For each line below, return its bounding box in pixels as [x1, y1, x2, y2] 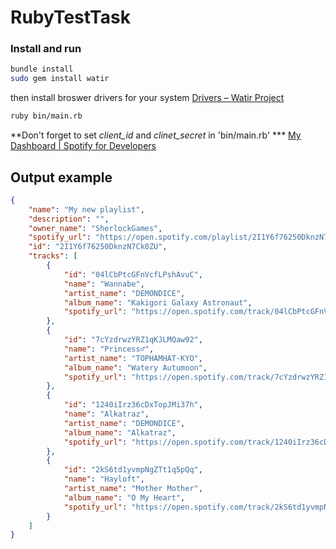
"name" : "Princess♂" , [63, 344, 155, 354]
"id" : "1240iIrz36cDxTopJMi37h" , [63, 400, 203, 410]
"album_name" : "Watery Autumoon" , [63, 362, 208, 373]
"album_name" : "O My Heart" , [63, 492, 186, 503]
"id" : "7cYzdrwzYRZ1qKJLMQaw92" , [63, 335, 203, 345]
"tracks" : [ [28, 251, 78, 261]
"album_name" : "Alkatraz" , [63, 427, 177, 438]
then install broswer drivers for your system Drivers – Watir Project [10, 92, 285, 104]
